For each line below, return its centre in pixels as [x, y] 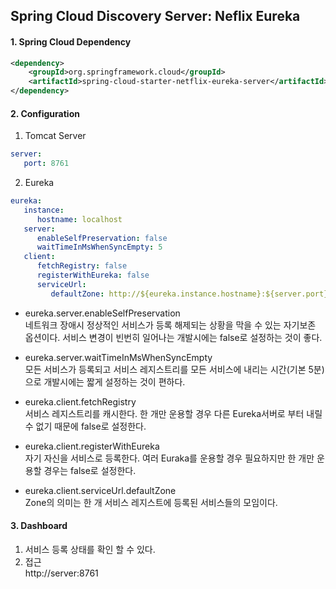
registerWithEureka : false [93, 275]
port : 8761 [46, 164]
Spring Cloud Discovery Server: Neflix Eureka [155, 16]
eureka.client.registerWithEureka [92, 446]
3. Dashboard [39, 526]
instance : [44, 210]
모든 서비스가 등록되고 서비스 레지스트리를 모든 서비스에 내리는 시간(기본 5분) [174, 369]
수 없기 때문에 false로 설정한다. [85, 426]
